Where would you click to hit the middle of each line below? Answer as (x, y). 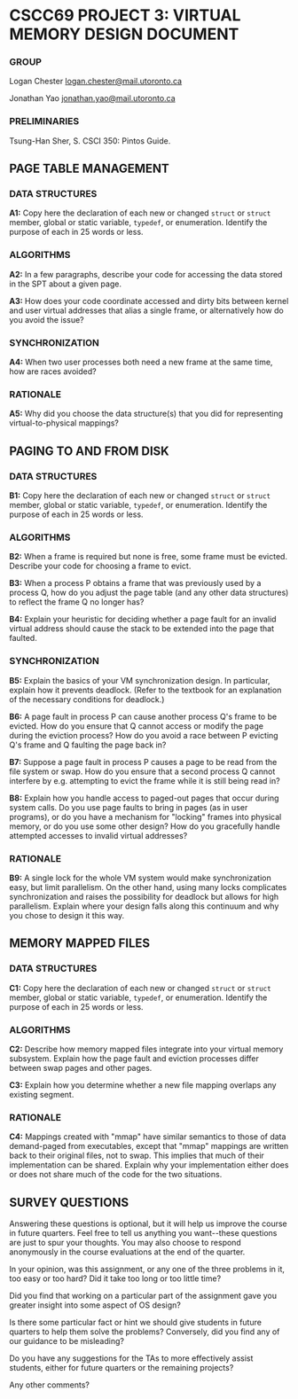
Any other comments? (50, 1385)
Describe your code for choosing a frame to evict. (100, 566)
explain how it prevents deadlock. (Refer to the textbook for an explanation (145, 690)
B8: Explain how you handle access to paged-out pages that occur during (144, 798)
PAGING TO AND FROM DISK (90, 451)
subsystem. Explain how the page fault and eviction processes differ (134, 1058)
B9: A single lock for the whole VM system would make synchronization (141, 878)
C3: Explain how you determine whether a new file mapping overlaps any (143, 1085)
